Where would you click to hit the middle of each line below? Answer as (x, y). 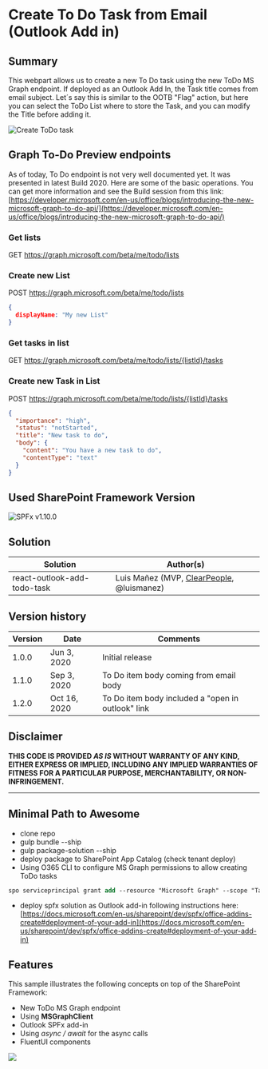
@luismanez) (140, 588)
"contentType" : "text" (60, 457)
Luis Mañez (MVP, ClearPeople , (175, 578)
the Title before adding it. (50, 114)
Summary (33, 61)
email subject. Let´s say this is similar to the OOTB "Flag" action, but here (128, 97)
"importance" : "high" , (53, 421)
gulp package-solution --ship (68, 850)
